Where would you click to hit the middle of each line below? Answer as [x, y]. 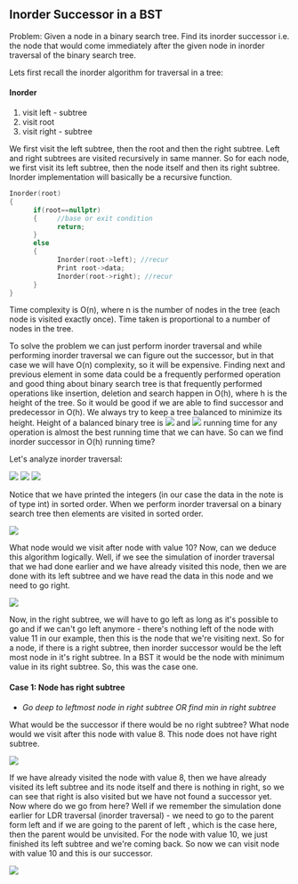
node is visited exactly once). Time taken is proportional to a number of [140, 319]
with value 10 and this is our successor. [81, 853]
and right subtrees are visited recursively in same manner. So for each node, [149, 159]
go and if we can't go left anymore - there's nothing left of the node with [141, 629]
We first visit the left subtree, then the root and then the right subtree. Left [145, 149]
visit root [38, 122]
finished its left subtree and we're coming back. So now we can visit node [145, 843]
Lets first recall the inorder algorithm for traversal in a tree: [117, 72]
